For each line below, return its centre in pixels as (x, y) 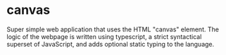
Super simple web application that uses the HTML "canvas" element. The (113, 29)
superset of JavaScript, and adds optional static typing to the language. (111, 44)
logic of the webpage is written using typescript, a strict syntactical (104, 36)
